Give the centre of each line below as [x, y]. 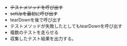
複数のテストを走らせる [34, 32]
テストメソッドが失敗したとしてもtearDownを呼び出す [66, 26]
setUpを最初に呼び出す [34, 13]
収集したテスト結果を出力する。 [43, 38]
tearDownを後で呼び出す [35, 20]
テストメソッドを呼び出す [36, 7]
